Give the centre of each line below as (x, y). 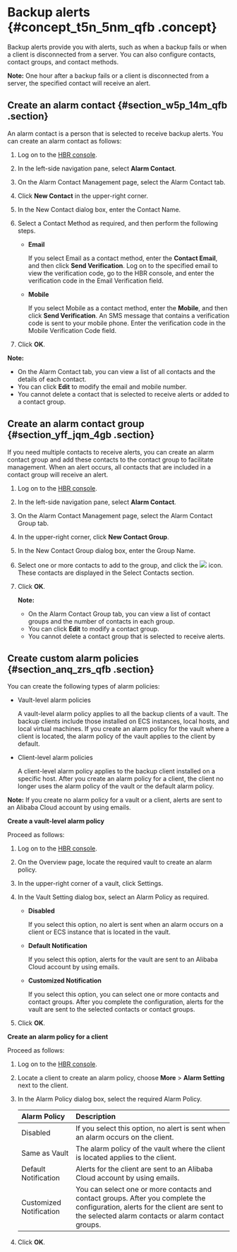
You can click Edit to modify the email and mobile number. (102, 387)
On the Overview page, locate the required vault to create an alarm (115, 862)
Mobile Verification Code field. (72, 330)
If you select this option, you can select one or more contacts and (123, 995)
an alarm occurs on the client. (125, 1137)
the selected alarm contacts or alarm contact (150, 1216)
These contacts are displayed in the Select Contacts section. (106, 573)
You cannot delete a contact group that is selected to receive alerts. (127, 636)
